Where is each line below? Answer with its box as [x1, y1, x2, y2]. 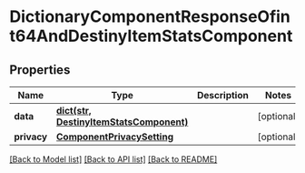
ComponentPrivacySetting [55, 130, 174, 143]
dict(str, [55, 105, 93, 117]
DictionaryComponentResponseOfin [9, 6, 290, 27]
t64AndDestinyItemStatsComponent [9, 25, 293, 46]
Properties [9, 62, 71, 77]
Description [196, 89, 250, 101]
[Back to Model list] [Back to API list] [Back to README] [9, 154, 218, 165]
